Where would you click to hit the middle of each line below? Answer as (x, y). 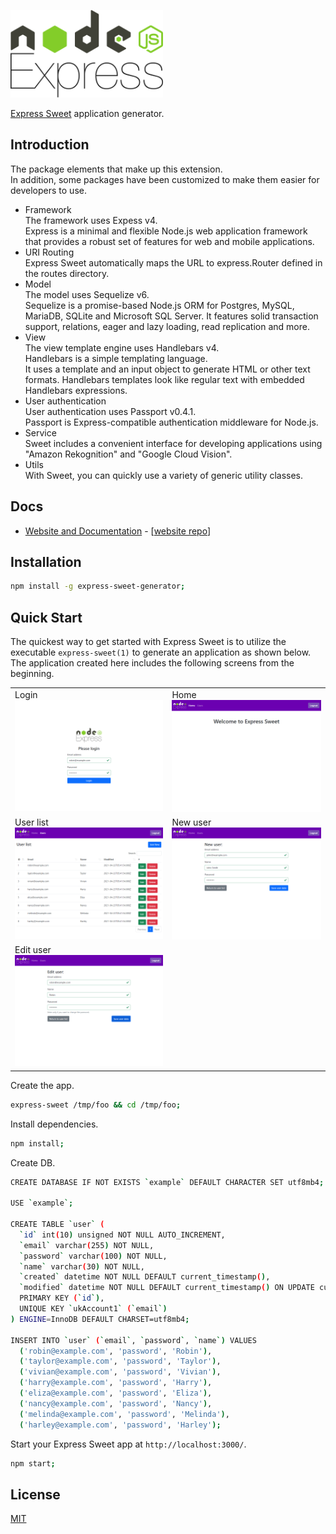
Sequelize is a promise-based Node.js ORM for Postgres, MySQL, (159, 305)
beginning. (32, 674)
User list (31, 822)
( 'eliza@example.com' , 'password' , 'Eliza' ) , (116, 1393)
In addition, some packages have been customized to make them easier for (165, 179)
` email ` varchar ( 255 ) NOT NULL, (87, 1245)
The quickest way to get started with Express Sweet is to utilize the (148, 642)
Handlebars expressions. (76, 390)
